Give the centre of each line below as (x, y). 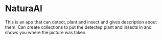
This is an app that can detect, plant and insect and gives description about (81, 22)
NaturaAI (24, 9)
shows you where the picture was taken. (46, 32)
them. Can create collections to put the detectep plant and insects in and (78, 27)
